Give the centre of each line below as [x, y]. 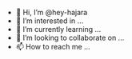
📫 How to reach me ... [53, 47]
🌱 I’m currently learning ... [58, 29]
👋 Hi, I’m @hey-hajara [52, 12]
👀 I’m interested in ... [50, 21]
